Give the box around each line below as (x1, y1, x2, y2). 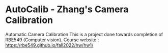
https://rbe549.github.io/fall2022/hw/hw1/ (5, 42, 94, 48)
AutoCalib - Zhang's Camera (5, 4, 129, 15)
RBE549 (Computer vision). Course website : (5, 37, 99, 43)
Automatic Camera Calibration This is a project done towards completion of (5, 31, 163, 37)
